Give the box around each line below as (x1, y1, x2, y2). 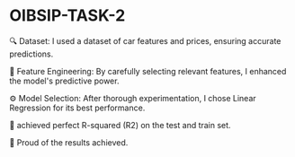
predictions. (9, 48, 54, 59)
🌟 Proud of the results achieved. (9, 136, 129, 148)
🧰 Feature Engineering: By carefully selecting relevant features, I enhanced (9, 65, 287, 76)
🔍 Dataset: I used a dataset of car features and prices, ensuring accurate (9, 35, 282, 46)
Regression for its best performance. (9, 102, 146, 113)
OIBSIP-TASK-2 (9, 5, 126, 26)
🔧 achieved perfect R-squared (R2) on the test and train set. (9, 119, 231, 130)
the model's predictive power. (9, 75, 120, 86)
